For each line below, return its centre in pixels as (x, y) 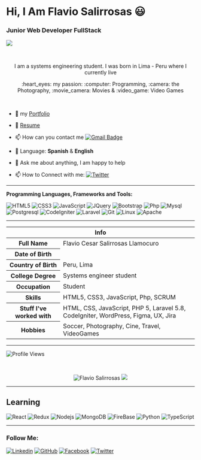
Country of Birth (33, 265)
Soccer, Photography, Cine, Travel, (112, 326)
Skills (33, 298)
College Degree (33, 276)
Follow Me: (22, 438)
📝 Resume (27, 125)
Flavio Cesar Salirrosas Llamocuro (111, 243)
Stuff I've (33, 308)
